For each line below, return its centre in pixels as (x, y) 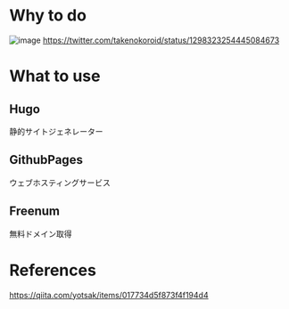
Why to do (48, 16)
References (53, 270)
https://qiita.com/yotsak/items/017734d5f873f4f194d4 (109, 295)
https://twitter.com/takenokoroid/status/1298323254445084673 (161, 40)
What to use (55, 76)
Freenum (35, 211)
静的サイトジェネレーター (56, 131)
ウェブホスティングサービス (60, 183)
